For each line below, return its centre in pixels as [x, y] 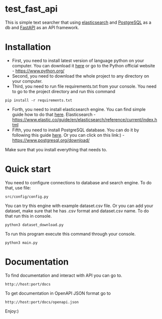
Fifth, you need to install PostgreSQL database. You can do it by [75, 130]
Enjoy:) [12, 311]
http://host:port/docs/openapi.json [42, 302]
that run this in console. [29, 216]
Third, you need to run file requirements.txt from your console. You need [84, 86]
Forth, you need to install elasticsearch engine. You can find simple [79, 109]
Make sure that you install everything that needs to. [56, 149]
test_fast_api [31, 9]
